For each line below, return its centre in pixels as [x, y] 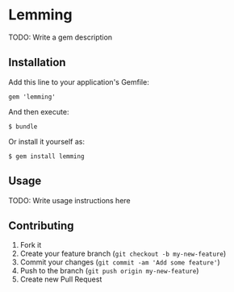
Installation [37, 63]
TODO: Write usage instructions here [69, 200]
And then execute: [39, 111]
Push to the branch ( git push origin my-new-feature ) [109, 271]
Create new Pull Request [61, 279]
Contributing [41, 225]
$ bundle [23, 127]
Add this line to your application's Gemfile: [79, 81]
